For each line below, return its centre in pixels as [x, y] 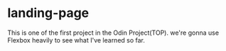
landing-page [48, 13]
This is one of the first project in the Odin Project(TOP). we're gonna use [113, 33]
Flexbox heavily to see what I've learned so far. [76, 40]
